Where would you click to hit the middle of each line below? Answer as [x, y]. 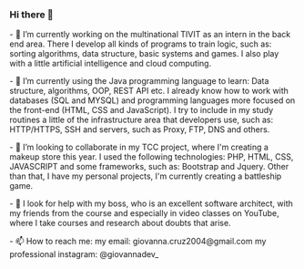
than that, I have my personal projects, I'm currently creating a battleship [146, 176]
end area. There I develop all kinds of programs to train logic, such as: [141, 44]
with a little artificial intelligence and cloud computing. [111, 64]
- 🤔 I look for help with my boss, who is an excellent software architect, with [152, 203]
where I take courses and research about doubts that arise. [120, 223]
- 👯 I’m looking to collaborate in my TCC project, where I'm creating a [139, 147]
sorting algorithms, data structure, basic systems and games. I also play [144, 54]
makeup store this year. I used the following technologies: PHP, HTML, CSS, [152, 157]
